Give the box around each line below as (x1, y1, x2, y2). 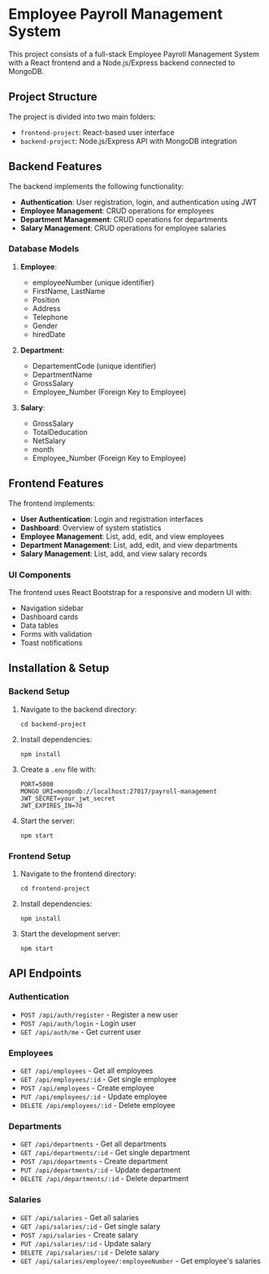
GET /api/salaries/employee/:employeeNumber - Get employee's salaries (20, 1255, 262, 1266)
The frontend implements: (8, 498, 96, 508)
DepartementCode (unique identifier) (32, 361, 157, 370)
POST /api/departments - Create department (20, 1157, 168, 1167)
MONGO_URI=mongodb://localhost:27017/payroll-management (20, 787, 218, 795)
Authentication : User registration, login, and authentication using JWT (20, 197, 258, 207)
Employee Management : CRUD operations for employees (20, 205, 215, 216)
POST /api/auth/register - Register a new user (20, 1009, 179, 1019)
